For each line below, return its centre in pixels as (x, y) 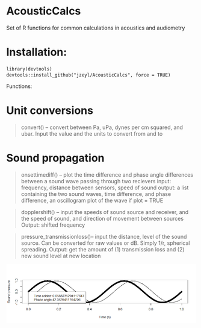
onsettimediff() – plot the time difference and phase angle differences (107, 175)
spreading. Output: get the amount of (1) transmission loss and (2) (103, 249)
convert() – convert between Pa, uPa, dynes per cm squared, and (102, 127)
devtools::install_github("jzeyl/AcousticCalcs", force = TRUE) (88, 75)
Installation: (37, 52)
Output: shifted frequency (53, 225)
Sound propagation (55, 158)
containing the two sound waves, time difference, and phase (96, 194)
